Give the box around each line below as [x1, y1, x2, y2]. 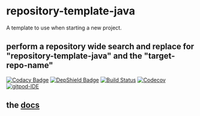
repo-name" [6, 60, 53, 70]
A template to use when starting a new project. [6, 24, 122, 31]
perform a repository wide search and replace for [6, 41, 195, 52]
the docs [6, 100, 40, 111]
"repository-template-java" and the [6, 51, 142, 61]
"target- [144, 51, 175, 61]
